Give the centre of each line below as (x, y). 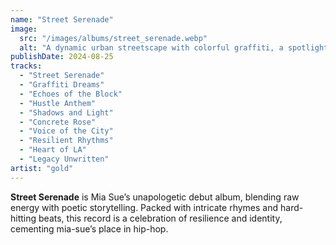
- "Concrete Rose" (58, 122)
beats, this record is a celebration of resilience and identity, (160, 218)
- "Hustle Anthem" (58, 103)
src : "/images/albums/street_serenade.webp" (113, 38)
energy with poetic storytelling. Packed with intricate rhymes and (144, 207)
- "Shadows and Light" (66, 112)
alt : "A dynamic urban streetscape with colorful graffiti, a (151, 47)
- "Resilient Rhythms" (66, 141)
